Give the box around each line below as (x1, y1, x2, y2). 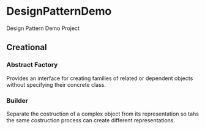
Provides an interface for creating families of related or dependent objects (6, 75, 193, 82)
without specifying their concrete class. (6, 81, 106, 88)
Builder (6, 96, 29, 105)
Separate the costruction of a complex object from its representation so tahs (6, 110, 199, 117)
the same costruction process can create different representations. (6, 116, 176, 123)
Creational (6, 42, 47, 53)
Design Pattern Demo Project (6, 24, 80, 32)
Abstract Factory (6, 61, 58, 69)
